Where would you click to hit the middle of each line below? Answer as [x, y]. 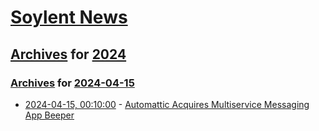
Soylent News [69, 17]
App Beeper [49, 115]
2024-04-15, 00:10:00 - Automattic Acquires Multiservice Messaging [167, 104]
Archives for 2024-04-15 [72, 83]
